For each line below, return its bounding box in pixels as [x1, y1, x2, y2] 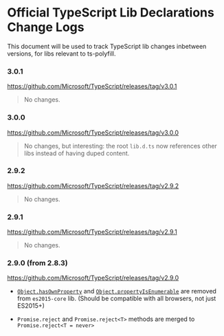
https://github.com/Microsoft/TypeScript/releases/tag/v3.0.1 [7, 82, 177, 91]
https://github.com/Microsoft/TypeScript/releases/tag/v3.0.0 [7, 128, 179, 137]
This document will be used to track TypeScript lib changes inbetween [7, 42, 207, 50]
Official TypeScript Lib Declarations [7, 5, 214, 21]
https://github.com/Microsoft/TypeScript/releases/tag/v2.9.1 [7, 228, 177, 236]
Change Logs [7, 19, 85, 35]
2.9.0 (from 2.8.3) [7, 258, 68, 268]
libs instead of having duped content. [23, 149, 130, 157]
